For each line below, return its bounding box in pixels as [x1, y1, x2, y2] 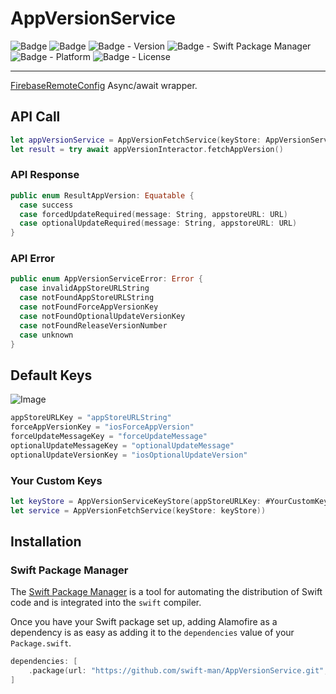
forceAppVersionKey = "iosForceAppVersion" [10, 422, 195, 432]
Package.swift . [10, 637, 72, 649]
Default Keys [10, 367, 93, 384]
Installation [10, 533, 82, 551]
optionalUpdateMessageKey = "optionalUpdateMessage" [10, 440, 235, 451]
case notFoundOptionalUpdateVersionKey [19, 311, 186, 321]
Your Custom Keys [10, 473, 103, 487]
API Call [10, 108, 61, 126]
